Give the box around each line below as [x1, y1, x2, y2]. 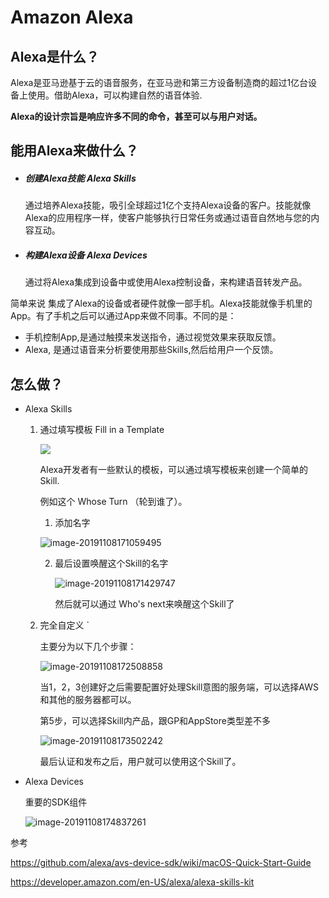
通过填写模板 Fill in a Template [39, 424, 165, 436]
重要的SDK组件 [24, 796, 88, 808]
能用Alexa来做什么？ [10, 142, 139, 160]
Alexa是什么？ [10, 48, 100, 65]
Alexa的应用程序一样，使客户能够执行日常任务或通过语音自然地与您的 [24, 212, 312, 224]
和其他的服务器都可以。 [39, 694, 137, 706]
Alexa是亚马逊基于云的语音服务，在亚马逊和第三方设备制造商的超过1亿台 [10, 77, 309, 88]
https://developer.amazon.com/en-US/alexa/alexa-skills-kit [10, 876, 255, 888]
